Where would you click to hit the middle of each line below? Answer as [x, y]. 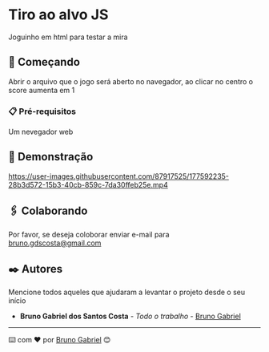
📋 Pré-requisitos [42, 111]
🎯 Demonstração [51, 157]
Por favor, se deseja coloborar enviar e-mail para [89, 234]
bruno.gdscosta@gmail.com [55, 243]
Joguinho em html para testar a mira [68, 37]
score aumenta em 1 [42, 90]
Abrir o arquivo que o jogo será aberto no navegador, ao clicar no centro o [131, 81]
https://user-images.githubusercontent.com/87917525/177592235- [119, 176]
